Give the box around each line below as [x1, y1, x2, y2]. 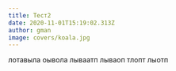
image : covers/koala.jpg [8, 33, 90, 42]
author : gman [8, 26, 52, 34]
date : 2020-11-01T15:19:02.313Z [8, 19, 115, 27]
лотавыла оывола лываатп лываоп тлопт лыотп [8, 55, 169, 65]
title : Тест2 [8, 11, 52, 20]
